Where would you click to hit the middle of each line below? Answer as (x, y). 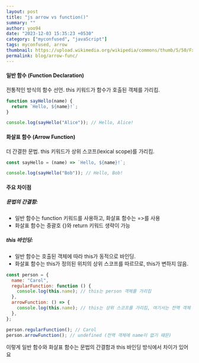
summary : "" (21, 23)
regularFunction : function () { (52, 286)
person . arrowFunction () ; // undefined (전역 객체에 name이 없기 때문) (89, 335)
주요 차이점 (19, 187)
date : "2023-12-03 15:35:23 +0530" (50, 34)
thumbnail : (20, 50)
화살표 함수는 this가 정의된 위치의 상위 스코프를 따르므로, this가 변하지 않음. (102, 263)
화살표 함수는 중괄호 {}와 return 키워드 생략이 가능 (72, 225)
